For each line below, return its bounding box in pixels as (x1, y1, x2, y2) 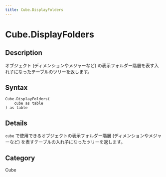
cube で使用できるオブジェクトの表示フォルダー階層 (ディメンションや (5, 133, 149, 139)
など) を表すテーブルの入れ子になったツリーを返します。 (9, 139, 126, 145)
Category (5, 154, 35, 162)
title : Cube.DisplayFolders (5, 7, 64, 12)
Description (5, 48, 42, 57)
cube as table (14, 101, 43, 106)
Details (5, 119, 27, 127)
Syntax (5, 83, 28, 92)
